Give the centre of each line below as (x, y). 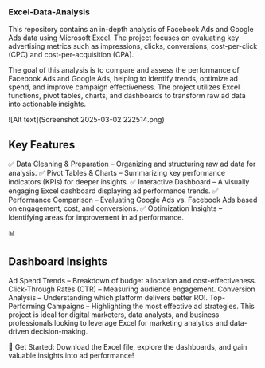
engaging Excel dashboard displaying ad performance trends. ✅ (113, 191)
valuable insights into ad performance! (71, 355)
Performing (27, 306)
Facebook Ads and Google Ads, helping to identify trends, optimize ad (123, 79)
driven (19, 331)
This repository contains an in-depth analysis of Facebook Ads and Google (131, 30)
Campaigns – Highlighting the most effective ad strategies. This (150, 306)
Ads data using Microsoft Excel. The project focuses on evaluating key (124, 38)
